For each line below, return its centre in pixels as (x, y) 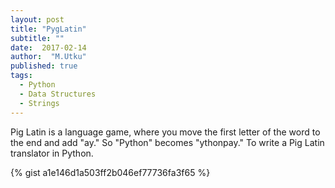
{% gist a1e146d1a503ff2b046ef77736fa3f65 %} (110, 172)
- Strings (39, 103)
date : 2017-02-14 (48, 47)
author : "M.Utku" (48, 57)
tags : (21, 76)
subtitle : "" (37, 38)
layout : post (37, 19)
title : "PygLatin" (48, 29)
